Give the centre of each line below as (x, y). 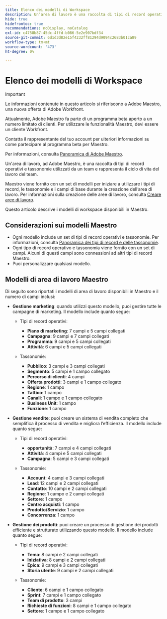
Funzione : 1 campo (47, 409)
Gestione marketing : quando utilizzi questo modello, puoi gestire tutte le (87, 307)
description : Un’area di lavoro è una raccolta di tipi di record (75, 14)
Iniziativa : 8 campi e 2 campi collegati (66, 560)
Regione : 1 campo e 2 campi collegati (66, 494)
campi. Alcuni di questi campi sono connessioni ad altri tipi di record (82, 253)
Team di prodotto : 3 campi (55, 601)
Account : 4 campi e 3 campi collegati (66, 478)
